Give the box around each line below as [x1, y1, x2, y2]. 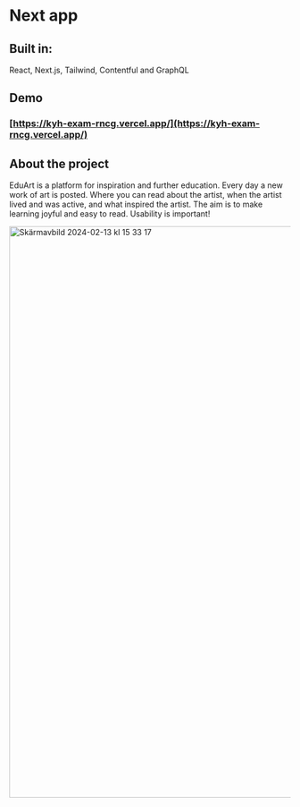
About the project [9, 156, 110, 171]
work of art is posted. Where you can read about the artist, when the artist [9, 190, 283, 200]
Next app [9, 5, 79, 26]
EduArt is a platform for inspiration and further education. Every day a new [9, 180, 283, 191]
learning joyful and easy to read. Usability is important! [9, 208, 211, 219]
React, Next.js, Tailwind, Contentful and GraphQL [9, 64, 189, 75]
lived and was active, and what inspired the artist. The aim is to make [9, 199, 263, 210]
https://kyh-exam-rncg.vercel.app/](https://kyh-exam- [12, 117, 261, 130]
